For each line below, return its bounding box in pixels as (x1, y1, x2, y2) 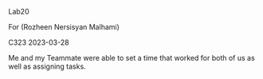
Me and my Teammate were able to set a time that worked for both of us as (8, 53, 255, 62)
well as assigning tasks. (8, 61, 86, 71)
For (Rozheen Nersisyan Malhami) (8, 22, 120, 31)
